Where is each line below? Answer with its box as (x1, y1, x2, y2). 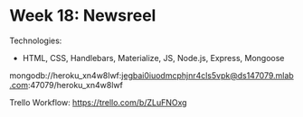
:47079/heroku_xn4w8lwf (27, 79, 124, 90)
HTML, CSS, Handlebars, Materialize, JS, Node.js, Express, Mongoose (22, 52, 285, 63)
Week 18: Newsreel (9, 5, 156, 26)
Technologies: (9, 35, 62, 46)
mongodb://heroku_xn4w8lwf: (9, 69, 122, 81)
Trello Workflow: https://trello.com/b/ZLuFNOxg (9, 96, 187, 108)
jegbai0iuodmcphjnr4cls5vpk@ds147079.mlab (121, 69, 294, 81)
